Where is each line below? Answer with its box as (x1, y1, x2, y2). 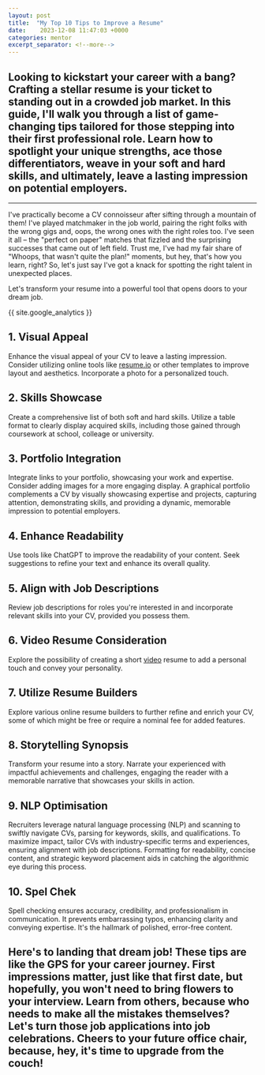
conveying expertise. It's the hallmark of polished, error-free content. (8, 922, 233, 933)
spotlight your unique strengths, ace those (8, 144, 222, 158)
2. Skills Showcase (8, 391, 103, 405)
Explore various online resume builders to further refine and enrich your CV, (8, 707, 255, 716)
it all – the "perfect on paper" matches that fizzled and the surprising (8, 235, 231, 244)
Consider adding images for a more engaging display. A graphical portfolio (8, 481, 251, 491)
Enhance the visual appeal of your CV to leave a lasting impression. (8, 351, 227, 360)
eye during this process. (8, 862, 87, 872)
